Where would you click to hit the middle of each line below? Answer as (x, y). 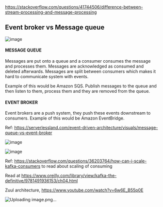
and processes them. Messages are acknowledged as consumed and (74, 66)
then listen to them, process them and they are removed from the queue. (78, 91)
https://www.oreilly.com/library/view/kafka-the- (69, 176)
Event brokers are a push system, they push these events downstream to (78, 113)
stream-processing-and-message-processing (51, 12)
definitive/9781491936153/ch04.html (41, 181)
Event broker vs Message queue (55, 27)
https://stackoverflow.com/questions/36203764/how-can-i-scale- (81, 161)
